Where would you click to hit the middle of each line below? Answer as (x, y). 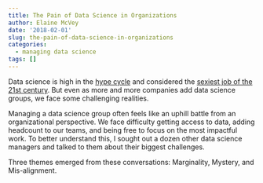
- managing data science (56, 52)
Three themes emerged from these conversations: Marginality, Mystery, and (131, 162)
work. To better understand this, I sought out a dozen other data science (125, 138)
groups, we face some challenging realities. (79, 98)
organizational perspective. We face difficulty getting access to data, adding (131, 122)
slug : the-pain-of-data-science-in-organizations (91, 37)
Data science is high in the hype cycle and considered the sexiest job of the (130, 81)
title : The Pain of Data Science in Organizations (93, 15)
